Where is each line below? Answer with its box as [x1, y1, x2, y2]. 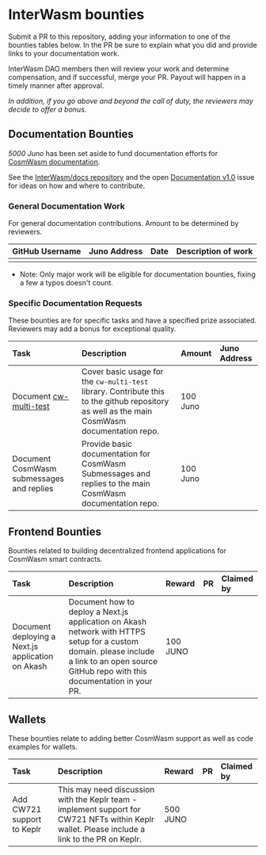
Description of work [176, 246, 253, 257]
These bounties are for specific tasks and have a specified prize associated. [8, 315, 257, 326]
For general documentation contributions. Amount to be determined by [8, 219, 239, 228]
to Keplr [12, 823, 42, 834]
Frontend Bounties [8, 525, 101, 538]
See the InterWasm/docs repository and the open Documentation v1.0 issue [8, 172, 255, 181]
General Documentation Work [8, 200, 125, 212]
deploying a [12, 632, 56, 643]
